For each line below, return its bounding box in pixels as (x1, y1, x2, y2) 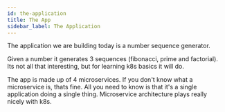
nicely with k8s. (7, 98, 52, 106)
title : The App (7, 16, 51, 23)
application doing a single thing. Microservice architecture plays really (7, 90, 208, 98)
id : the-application (7, 10, 67, 17)
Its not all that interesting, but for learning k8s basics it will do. (7, 63, 185, 71)
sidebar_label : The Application (7, 23, 100, 30)
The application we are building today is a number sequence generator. (7, 42, 211, 50)
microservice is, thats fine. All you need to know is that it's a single (7, 83, 197, 91)
